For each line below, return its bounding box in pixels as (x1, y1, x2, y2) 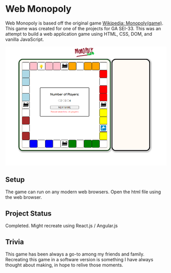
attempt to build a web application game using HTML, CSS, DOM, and (5, 31, 153, 37)
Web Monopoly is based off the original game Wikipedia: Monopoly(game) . (5, 20, 164, 26)
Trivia (5, 237, 24, 246)
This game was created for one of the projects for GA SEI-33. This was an (5, 25, 161, 31)
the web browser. (5, 194, 42, 200)
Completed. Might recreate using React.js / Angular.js (5, 223, 118, 229)
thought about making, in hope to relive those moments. (5, 262, 123, 268)
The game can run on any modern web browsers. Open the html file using (5, 189, 161, 195)
